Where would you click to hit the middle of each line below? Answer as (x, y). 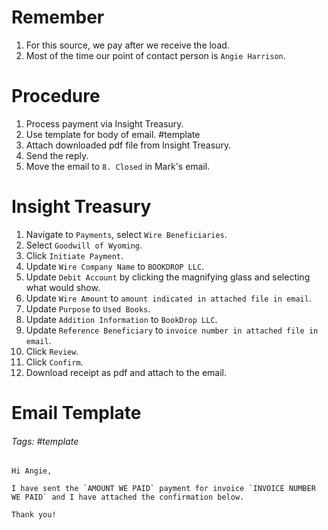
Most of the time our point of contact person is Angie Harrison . (155, 55)
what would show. (63, 287)
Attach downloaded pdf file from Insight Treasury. (128, 145)
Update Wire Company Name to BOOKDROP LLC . (115, 266)
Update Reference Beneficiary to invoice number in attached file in (172, 330)
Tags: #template (45, 441)
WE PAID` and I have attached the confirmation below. (128, 497)
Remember (58, 17)
